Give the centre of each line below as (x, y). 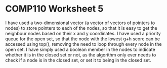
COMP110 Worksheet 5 (54, 9)
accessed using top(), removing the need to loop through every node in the (83, 44)
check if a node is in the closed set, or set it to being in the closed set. (78, 60)
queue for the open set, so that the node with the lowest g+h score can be (83, 39)
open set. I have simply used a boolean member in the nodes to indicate (80, 49)
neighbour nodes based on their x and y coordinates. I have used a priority (83, 33)
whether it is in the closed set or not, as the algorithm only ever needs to (81, 55)
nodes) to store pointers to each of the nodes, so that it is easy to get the (81, 28)
